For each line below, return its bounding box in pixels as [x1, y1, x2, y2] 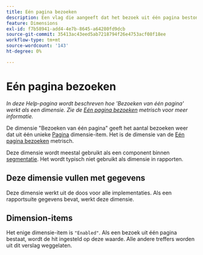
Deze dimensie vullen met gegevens [6, 173, 146, 184]
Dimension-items [6, 213, 73, 223]
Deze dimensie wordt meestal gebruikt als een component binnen [6, 149, 170, 156]
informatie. [6, 113, 34, 120]
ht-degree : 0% [6, 48, 42, 55]
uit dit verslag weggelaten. [6, 242, 72, 249]
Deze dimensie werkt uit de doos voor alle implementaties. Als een [6, 189, 172, 196]
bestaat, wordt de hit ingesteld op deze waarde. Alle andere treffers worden [6, 236, 195, 243]
